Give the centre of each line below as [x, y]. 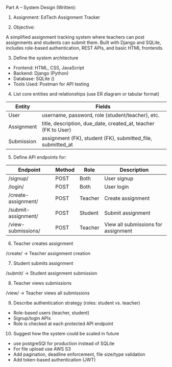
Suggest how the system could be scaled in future [66, 334]
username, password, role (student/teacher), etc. [101, 115]
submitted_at [57, 144]
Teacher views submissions [42, 283]
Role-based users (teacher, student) [51, 313]
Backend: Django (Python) [41, 73]
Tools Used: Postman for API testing [51, 84]
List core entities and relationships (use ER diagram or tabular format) [86, 94]
